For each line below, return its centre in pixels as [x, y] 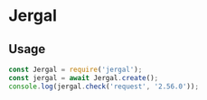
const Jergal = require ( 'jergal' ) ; [75, 69]
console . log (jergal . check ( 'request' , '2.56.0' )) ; [104, 86]
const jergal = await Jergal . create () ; [84, 77]
